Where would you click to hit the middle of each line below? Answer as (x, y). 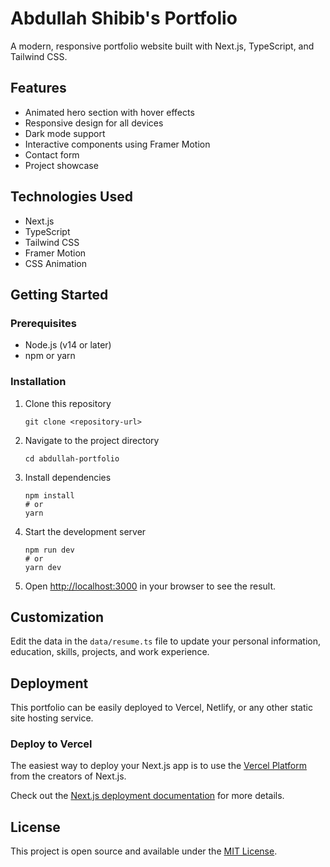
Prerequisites (43, 323)
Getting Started (59, 294)
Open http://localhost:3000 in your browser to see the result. (150, 586)
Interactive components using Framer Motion (117, 144)
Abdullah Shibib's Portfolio (124, 18)
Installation (38, 382)
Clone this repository (68, 403)
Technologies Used (71, 197)
